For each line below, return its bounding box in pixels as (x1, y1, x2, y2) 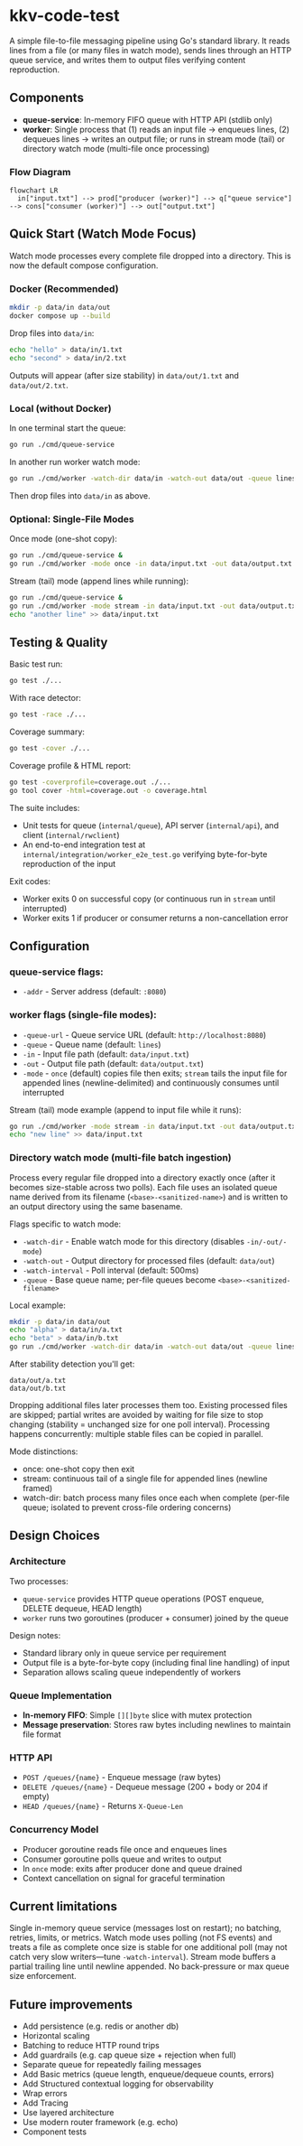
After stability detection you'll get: (9, 1358, 135, 1369)
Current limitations (9, 1899, 117, 1915)
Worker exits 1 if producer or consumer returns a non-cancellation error (22, 912, 289, 923)
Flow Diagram (9, 165, 71, 178)
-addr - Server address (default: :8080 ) (22, 986, 167, 997)
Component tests (22, 2126, 87, 2137)
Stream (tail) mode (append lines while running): (9, 575, 189, 586)
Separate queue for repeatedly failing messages (22, 2059, 202, 2070)
